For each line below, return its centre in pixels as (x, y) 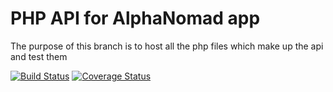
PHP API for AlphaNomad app (135, 18)
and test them (39, 56)
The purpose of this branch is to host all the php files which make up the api (167, 46)
